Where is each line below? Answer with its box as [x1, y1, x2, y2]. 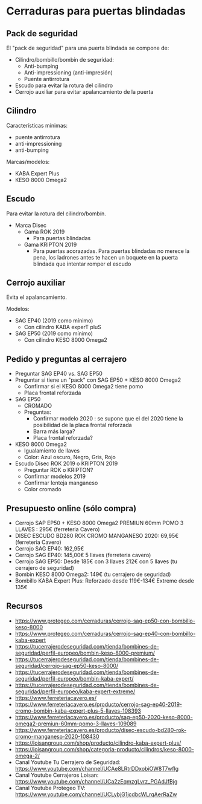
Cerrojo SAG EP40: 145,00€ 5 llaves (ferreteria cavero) [14, 552, 151, 559]
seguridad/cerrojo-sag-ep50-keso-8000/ [14, 662, 119, 669]
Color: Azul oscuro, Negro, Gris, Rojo [24, 454, 116, 461]
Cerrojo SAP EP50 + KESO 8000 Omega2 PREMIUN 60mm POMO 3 [14, 519, 184, 527]
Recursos [6, 601, 43, 612]
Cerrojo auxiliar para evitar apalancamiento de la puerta [14, 88, 154, 95]
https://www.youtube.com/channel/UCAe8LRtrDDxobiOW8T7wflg [14, 765, 179, 772]
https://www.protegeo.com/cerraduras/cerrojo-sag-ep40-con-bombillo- [14, 630, 196, 637]
